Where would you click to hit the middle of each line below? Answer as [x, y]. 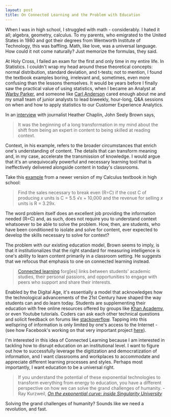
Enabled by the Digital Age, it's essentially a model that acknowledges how [84, 292]
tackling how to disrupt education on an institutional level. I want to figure [82, 345]
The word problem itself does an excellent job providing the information [80, 213]
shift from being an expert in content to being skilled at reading [84, 130]
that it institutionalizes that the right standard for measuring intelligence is [83, 250]
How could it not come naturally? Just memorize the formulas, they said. [81, 51]
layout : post [19, 10]
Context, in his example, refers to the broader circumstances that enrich [81, 145]
